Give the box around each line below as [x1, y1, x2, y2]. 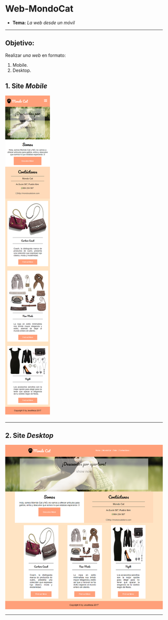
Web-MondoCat [5, 3, 73, 15]
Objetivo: [5, 39, 35, 48]
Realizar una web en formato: [5, 52, 66, 58]
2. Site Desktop [5, 431, 54, 440]
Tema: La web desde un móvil [12, 20, 75, 26]
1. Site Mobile [5, 82, 47, 90]
